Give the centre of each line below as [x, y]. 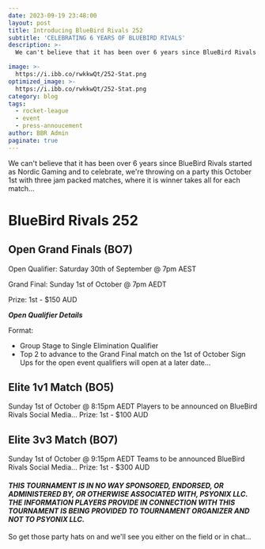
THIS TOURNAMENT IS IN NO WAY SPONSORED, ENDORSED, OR [116, 486]
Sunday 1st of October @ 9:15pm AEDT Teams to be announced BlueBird [127, 459]
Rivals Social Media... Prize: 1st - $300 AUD [79, 467]
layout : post [30, 23]
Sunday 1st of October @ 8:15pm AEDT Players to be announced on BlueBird [133, 406]
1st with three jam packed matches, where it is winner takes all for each [125, 180]
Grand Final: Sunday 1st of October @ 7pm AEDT [87, 284]
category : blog [33, 96]
